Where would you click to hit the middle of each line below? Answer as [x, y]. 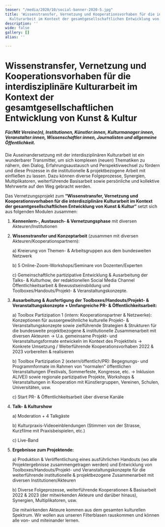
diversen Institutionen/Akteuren [44, 480]
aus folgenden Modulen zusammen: [41, 212]
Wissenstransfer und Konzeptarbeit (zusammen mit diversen [75, 236]
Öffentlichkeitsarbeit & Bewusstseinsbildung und [61, 286]
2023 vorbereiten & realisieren [43, 352]
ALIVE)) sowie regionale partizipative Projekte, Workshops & [73, 377]
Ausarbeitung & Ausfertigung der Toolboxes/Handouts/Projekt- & [81, 300]
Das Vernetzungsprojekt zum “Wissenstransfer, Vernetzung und [72, 196]
